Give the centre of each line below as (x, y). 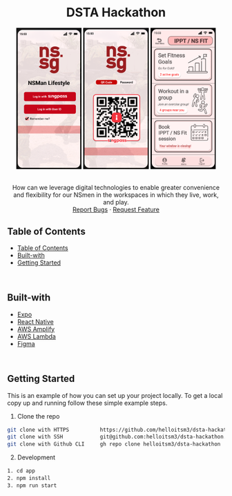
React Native (35, 321)
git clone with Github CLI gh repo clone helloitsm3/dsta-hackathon (114, 444)
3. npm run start (32, 485)
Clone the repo (38, 416)
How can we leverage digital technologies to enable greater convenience (116, 188)
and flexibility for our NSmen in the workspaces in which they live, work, (116, 195)
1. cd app (21, 471)
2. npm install (29, 478)
